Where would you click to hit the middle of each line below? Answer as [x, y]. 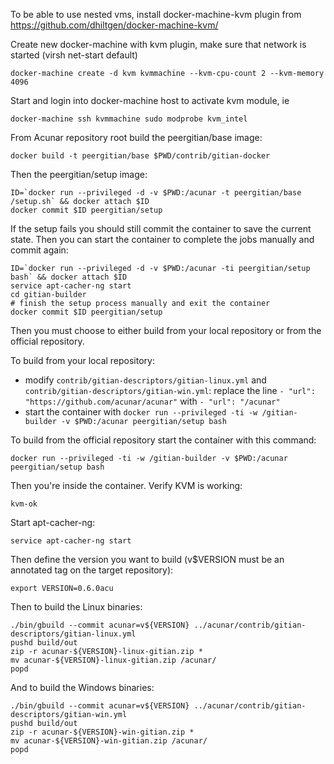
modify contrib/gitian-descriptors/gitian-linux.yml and [145, 380]
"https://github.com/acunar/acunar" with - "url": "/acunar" [152, 401]
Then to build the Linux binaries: [76, 607]
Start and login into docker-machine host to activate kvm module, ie [150, 100]
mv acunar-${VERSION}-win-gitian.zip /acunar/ [109, 741]
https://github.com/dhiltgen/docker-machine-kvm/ [114, 25]
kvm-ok [24, 504]
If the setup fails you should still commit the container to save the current [161, 228]
